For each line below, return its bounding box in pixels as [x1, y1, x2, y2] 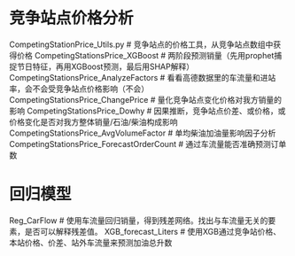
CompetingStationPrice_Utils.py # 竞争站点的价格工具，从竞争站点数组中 [9, 39, 274, 50]
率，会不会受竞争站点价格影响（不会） [9, 83, 149, 94]
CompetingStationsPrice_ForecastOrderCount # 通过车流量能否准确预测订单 [9, 138, 287, 149]
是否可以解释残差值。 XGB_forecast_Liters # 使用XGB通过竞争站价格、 [24, 226, 282, 237]
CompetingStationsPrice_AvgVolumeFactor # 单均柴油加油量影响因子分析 [9, 128, 276, 138]
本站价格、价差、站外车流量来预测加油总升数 [9, 237, 173, 248]
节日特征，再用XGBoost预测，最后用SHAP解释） [16, 61, 195, 72]
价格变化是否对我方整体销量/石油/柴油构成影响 [9, 116, 179, 127]
